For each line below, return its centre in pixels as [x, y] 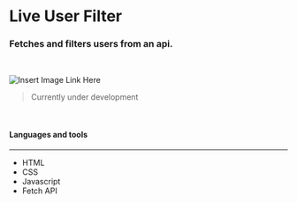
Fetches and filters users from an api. [91, 44]
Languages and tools [49, 135]
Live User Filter [65, 16]
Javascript [41, 181]
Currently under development [84, 97]
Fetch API [39, 191]
